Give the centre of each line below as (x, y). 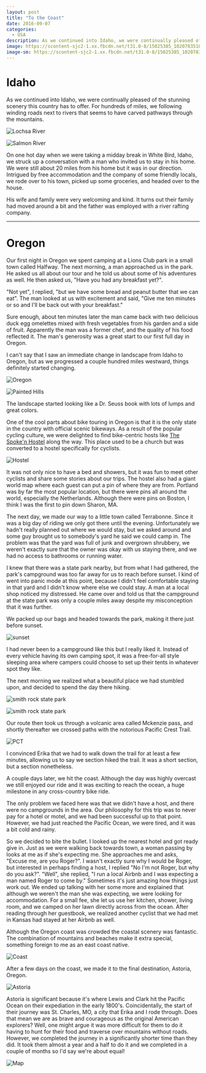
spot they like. (24, 668)
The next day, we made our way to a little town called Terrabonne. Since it (100, 517)
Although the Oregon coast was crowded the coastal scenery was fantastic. (102, 932)
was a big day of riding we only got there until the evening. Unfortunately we (103, 523)
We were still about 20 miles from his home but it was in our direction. (94, 168)
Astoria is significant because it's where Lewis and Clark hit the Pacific (96, 999)
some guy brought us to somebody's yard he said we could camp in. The (99, 536)
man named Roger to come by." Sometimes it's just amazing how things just (102, 881)
